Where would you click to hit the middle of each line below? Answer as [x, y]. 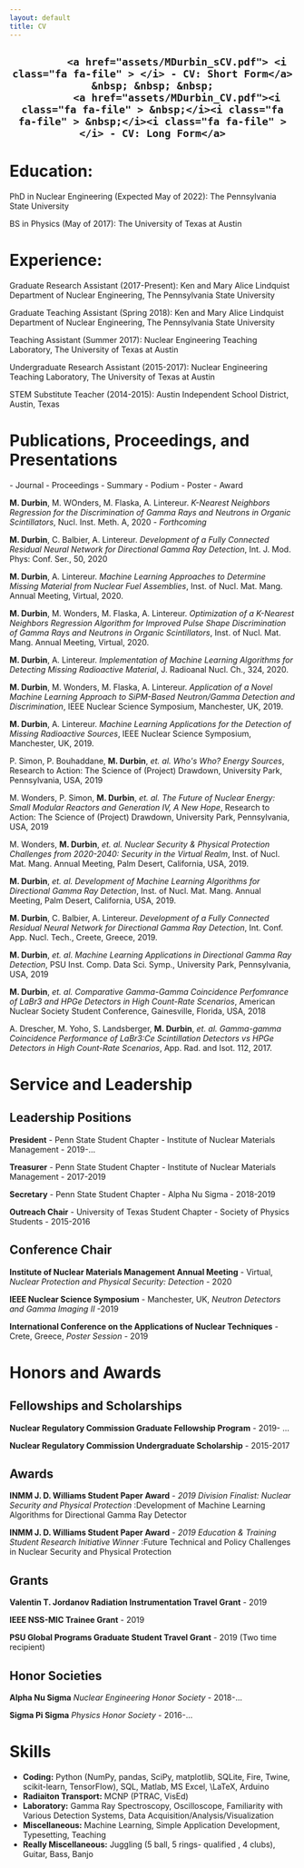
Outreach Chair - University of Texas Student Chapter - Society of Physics [150, 1212]
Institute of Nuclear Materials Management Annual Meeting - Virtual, [142, 1272]
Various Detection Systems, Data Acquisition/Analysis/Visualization [148, 1815]
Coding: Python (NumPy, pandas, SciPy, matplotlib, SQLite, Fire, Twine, [156, 1776]
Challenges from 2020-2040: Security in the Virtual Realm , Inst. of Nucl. [145, 853]
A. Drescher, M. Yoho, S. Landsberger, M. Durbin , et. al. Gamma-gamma [146, 1028]
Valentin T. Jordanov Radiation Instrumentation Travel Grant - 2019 [138, 1602]
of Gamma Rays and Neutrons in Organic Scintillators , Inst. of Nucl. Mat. [145, 633]
